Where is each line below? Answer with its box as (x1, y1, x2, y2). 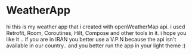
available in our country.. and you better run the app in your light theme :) (6, 42, 186, 49)
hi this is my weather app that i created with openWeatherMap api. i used (6, 23, 185, 30)
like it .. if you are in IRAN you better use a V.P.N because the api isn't (6, 35, 176, 43)
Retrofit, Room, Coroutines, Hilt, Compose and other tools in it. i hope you (6, 29, 187, 36)
